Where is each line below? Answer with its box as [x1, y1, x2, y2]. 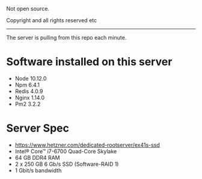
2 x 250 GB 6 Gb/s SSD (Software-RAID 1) [14, 160, 119, 168]
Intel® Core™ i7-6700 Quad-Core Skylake [14, 147, 117, 155]
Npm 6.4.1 [14, 81, 40, 88]
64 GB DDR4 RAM [14, 154, 60, 161]
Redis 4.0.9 [14, 87, 43, 95]
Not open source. [6, 5, 50, 12]
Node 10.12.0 [14, 74, 47, 82]
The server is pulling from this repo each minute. [6, 34, 127, 41]
